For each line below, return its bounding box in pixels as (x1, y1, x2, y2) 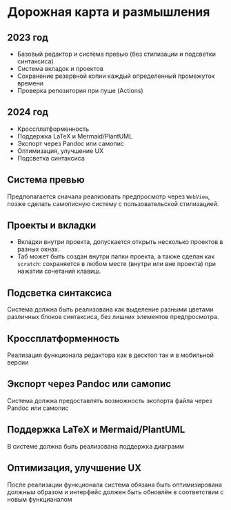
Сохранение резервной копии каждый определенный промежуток (17, 72, 215, 80)
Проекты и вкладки (7, 220, 97, 232)
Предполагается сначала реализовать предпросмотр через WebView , (7, 192, 210, 201)
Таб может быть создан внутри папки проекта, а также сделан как (17, 252, 215, 261)
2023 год (7, 32, 48, 43)
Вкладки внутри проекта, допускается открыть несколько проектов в (17, 238, 223, 246)
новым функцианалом (7, 495, 72, 503)
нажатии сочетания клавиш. (17, 267, 101, 276)
